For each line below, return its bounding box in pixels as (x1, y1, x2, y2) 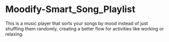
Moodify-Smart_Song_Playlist (5, 4, 136, 15)
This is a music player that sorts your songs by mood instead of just (5, 20, 149, 26)
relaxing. (5, 31, 24, 37)
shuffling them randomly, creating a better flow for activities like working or (5, 25, 164, 31)
